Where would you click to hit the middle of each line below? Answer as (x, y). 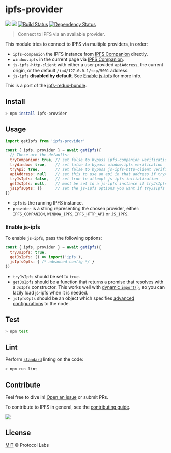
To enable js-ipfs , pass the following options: (54, 238)
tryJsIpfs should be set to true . (46, 276)
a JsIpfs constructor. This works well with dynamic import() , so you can (89, 287)
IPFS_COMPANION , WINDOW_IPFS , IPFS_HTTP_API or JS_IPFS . (70, 214)
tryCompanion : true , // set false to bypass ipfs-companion (75, 160)
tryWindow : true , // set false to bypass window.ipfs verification (86, 165)
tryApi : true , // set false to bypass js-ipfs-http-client (81, 169)
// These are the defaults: (40, 155)
